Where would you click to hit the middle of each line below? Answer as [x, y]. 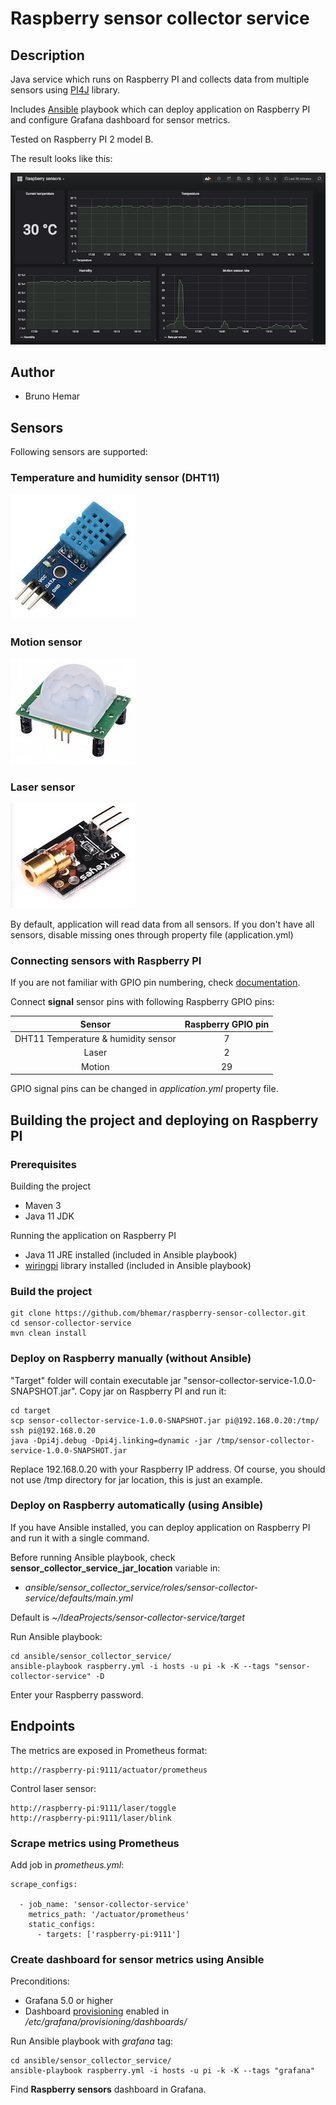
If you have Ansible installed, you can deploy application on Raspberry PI [160, 1527]
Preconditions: [40, 1981]
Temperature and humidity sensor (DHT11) [115, 478]
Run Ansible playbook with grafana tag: [92, 2041]
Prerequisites [43, 1164]
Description [47, 55]
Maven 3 [43, 1205]
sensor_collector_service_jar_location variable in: [115, 1568]
